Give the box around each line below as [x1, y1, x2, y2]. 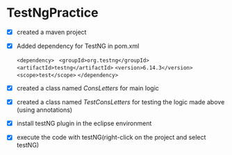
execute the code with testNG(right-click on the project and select [16, 133, 206, 142]
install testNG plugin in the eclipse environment [16, 120, 152, 128]
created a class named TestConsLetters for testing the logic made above [16, 98, 225, 106]
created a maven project [16, 28, 87, 36]
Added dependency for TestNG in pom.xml [16, 42, 140, 50]
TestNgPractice [6, 5, 99, 21]
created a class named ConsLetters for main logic [16, 84, 159, 92]
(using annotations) [16, 106, 73, 114]
